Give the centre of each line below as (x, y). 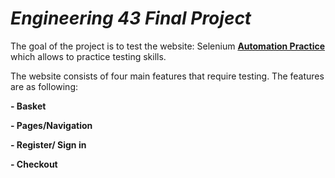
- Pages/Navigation (51, 125)
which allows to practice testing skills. (88, 56)
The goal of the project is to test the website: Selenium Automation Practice (168, 46)
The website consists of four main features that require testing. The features (167, 76)
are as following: (44, 86)
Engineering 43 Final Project (131, 18)
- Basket (28, 106)
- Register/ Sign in (48, 144)
